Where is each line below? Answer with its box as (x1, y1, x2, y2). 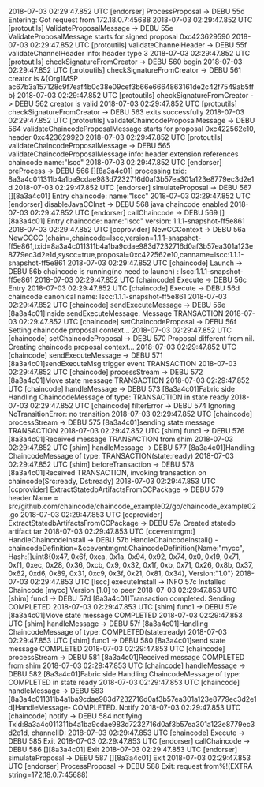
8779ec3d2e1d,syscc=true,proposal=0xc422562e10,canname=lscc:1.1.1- (8, 250, 244, 259)
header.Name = (8, 493, 59, 502)
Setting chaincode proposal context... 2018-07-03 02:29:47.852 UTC (8, 325, 232, 335)
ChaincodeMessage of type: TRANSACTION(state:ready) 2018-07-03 (8, 452, 234, 460)
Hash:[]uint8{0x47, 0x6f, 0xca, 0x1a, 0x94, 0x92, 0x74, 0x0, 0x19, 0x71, (8, 552, 241, 561)
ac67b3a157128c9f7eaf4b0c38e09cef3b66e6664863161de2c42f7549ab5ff (8, 82, 255, 92)
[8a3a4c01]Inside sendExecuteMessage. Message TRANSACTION (8, 309, 224, 318)
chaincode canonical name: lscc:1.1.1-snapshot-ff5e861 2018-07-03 (8, 292, 227, 301)
